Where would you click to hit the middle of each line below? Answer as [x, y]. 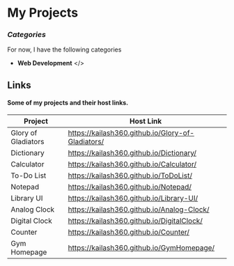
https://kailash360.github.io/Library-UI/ [133, 198]
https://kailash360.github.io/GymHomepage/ [141, 248]
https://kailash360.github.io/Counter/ [129, 233]
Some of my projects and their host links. [68, 103]
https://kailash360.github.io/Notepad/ [130, 187]
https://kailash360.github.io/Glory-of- [131, 133]
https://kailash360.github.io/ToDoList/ [130, 175]
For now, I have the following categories [64, 49]
